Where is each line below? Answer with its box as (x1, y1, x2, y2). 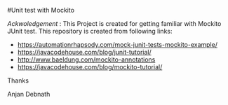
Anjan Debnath (7, 90, 51, 98)
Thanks (7, 76, 29, 85)
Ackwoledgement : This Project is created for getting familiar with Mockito (7, 20, 222, 27)
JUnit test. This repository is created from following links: (7, 27, 173, 35)
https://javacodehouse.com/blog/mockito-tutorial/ (17, 63, 163, 71)
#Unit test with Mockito (7, 6, 75, 14)
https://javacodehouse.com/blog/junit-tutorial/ (17, 48, 152, 56)
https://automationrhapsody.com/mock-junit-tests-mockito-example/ (17, 41, 217, 48)
